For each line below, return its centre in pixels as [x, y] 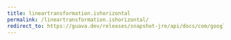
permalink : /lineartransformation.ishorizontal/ [78, 20]
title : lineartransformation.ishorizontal [69, 13]
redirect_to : [26, 26]
